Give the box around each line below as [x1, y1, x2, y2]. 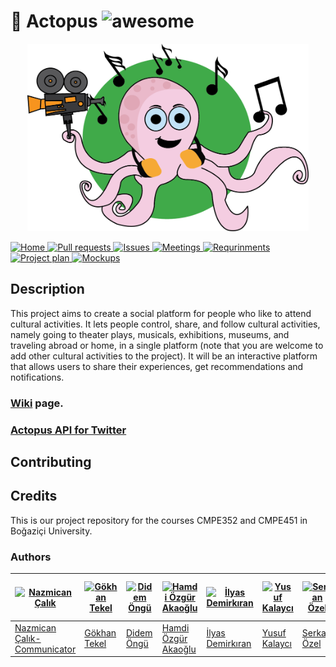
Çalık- [14, 632, 42, 644]
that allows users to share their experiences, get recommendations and [10, 360, 304, 372]
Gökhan [84, 627, 117, 639]
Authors [10, 550, 52, 564]
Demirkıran [206, 638, 252, 650]
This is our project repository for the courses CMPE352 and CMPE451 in [10, 514, 308, 526]
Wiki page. [10, 396, 64, 410]
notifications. [10, 371, 65, 383]
